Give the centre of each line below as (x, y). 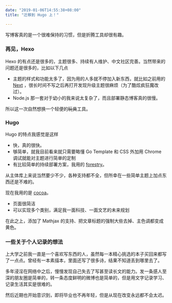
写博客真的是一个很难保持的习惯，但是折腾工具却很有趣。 (66, 34)
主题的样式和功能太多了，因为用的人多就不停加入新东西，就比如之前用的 (89, 79)
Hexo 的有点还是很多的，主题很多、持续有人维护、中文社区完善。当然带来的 (85, 61)
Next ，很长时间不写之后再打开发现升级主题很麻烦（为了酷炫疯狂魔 (83, 85)
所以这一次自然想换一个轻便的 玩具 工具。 (48, 109)
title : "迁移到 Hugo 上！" (32, 15)
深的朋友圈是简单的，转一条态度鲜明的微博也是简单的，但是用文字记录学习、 (86, 278)
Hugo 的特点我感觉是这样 (32, 135)
